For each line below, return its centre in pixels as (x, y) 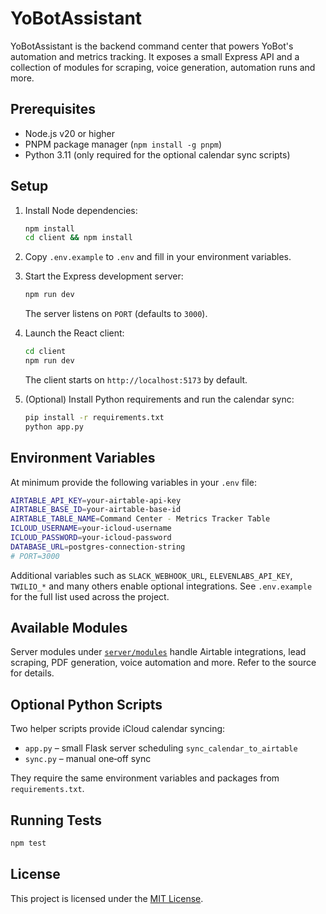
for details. (32, 673)
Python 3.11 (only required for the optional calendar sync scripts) (157, 154)
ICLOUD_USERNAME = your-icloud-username (91, 528)
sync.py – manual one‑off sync (88, 759)
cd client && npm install (78, 238)
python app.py (54, 427)
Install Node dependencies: (81, 210)
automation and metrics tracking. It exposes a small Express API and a (155, 56)
